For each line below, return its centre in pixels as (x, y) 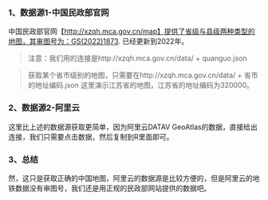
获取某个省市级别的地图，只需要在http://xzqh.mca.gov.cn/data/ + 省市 (143, 75)
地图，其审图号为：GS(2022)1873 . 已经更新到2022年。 (99, 41)
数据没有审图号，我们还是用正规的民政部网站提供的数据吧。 (113, 188)
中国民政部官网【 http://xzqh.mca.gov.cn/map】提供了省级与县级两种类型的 (132, 31)
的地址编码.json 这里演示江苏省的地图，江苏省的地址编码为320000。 (140, 85)
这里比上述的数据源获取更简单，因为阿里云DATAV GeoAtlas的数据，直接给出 (133, 127)
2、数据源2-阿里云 (44, 108)
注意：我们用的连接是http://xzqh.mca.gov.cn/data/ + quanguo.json (137, 58)
